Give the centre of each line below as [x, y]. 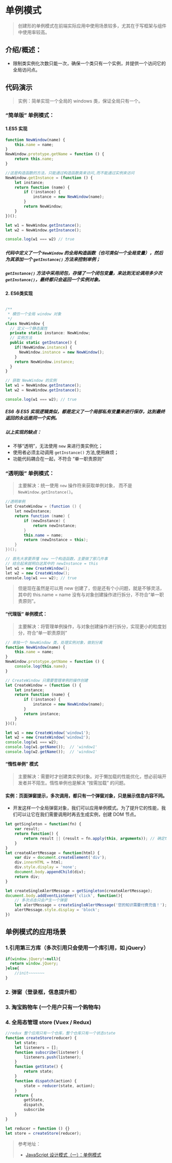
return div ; [27, 877]
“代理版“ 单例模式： [26, 614]
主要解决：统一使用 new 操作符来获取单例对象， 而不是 [75, 486]
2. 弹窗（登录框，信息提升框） [43, 992]
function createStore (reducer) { [41, 1038]
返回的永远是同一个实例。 [32, 418]
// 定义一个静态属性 [29, 328]
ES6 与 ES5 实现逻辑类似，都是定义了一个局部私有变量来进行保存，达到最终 [85, 412]
